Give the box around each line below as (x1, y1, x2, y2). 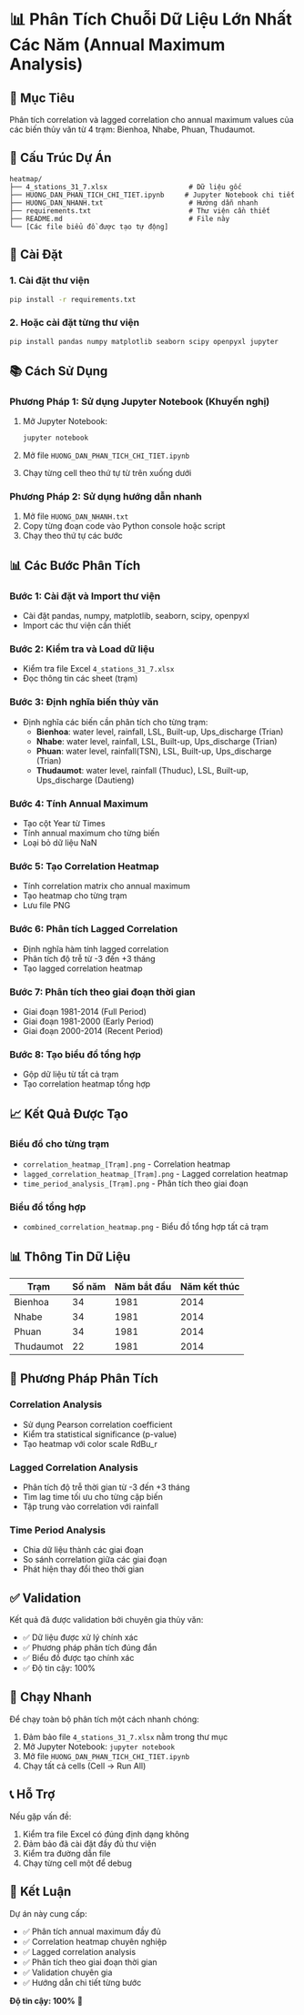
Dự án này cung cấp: (9, 1908, 88, 1919)
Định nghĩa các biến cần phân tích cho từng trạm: (22, 716, 208, 727)
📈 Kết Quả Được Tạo (9, 1106, 129, 1121)
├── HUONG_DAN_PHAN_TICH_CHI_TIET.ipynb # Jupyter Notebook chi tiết (9, 190, 296, 199)
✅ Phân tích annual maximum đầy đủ (22, 1926, 161, 1937)
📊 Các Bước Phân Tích (9, 558, 141, 573)
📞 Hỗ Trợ (9, 1787, 56, 1802)
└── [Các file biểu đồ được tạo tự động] (9, 222, 169, 231)
